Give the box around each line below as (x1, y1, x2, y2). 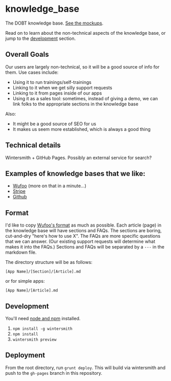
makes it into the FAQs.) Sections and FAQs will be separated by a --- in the (5, 244, 165, 250)
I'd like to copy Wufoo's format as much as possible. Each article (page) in (5, 222, 162, 228)
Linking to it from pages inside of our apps (12, 90, 102, 96)
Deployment (5, 351, 45, 360)
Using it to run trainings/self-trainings (12, 79, 92, 85)
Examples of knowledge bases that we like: (5, 169, 145, 178)
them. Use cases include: (5, 69, 59, 75)
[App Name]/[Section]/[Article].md (5, 269, 81, 274)
